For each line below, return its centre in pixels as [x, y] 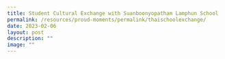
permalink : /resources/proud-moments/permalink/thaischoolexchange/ [107, 20]
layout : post [26, 32]
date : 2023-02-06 [32, 26]
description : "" [30, 39]
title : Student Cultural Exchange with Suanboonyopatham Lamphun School [113, 13]
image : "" [21, 45]
